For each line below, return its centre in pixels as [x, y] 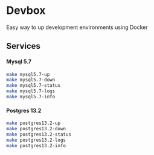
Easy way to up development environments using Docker [77, 27]
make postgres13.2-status [39, 134]
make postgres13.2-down [36, 128]
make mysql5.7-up [28, 74]
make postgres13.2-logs [36, 140]
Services [24, 46]
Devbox [26, 11]
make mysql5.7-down [31, 80]
